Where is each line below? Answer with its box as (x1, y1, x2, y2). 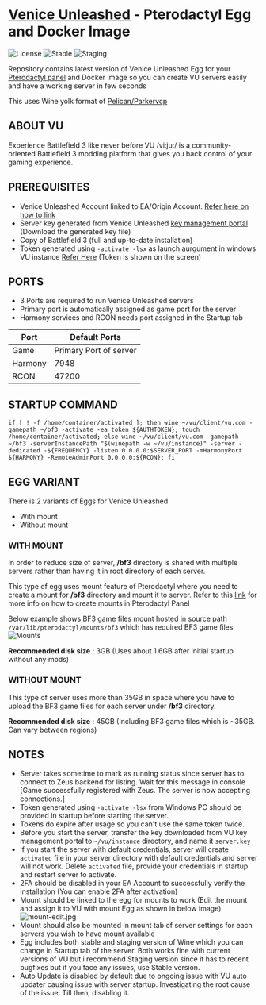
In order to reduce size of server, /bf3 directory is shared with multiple (8, 558, 238, 568)
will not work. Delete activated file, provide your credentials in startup (19, 861, 249, 871)
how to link (19, 210, 56, 219)
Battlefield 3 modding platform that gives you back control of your (36, 148, 253, 158)
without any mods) (8, 655, 70, 664)
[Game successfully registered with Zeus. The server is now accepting (19, 786, 251, 795)
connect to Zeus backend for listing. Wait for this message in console (19, 777, 246, 787)
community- (192, 141, 232, 150)
